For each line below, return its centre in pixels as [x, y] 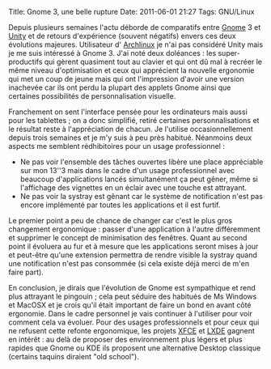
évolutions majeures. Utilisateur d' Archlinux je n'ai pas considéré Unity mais [136, 45]
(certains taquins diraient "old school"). [74, 356]
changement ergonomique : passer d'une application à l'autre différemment [134, 229]
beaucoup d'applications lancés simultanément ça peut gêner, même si [139, 179]
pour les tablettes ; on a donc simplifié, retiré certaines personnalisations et [134, 120]
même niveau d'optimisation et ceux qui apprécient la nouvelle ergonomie [131, 70]
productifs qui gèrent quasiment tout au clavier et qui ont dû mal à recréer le [135, 61]
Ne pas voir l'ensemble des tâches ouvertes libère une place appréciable [142, 162]
